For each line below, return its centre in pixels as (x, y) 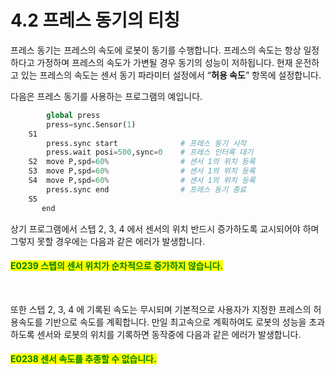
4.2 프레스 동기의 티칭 (95, 20)
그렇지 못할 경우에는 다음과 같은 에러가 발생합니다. (108, 241)
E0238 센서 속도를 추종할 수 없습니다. (83, 359)
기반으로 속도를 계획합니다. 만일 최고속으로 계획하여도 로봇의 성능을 (175, 322)
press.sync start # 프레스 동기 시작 (146, 143)
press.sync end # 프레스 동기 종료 (146, 189)
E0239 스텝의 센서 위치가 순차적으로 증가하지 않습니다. (116, 266)
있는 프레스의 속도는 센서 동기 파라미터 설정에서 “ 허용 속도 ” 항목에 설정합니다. (171, 75)
